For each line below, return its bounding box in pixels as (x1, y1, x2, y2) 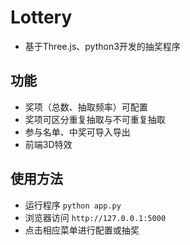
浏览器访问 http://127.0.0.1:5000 (24, 211, 167, 223)
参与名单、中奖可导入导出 (24, 126, 131, 138)
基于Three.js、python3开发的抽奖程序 (24, 40, 181, 52)
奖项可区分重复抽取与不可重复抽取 (24, 113, 166, 125)
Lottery (10, 6, 73, 29)
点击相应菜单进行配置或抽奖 (24, 224, 140, 236)
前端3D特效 (24, 138, 73, 150)
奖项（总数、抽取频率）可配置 (24, 101, 148, 113)
